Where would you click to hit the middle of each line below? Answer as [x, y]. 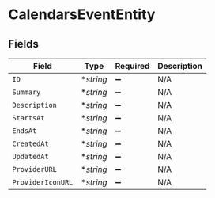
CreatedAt [30, 144]
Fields [24, 44]
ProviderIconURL [43, 183]
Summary [26, 92]
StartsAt [28, 118]
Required [132, 66]
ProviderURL [35, 169]
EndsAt [25, 131]
